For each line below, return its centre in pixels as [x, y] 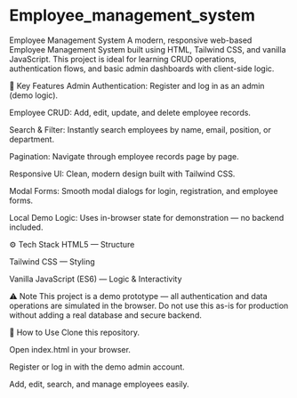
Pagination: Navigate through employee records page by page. [124, 156]
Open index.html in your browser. [70, 349]
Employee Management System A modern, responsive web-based [131, 40]
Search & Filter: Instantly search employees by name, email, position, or [140, 129]
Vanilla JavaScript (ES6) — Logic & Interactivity [96, 279]
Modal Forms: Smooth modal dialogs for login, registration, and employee [144, 191]
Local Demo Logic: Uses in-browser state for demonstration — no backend [147, 217]
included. [26, 227]
